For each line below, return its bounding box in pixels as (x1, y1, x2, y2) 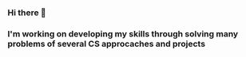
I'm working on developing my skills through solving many (7, 28, 239, 39)
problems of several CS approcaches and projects (7, 38, 205, 49)
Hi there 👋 (7, 7, 47, 18)
